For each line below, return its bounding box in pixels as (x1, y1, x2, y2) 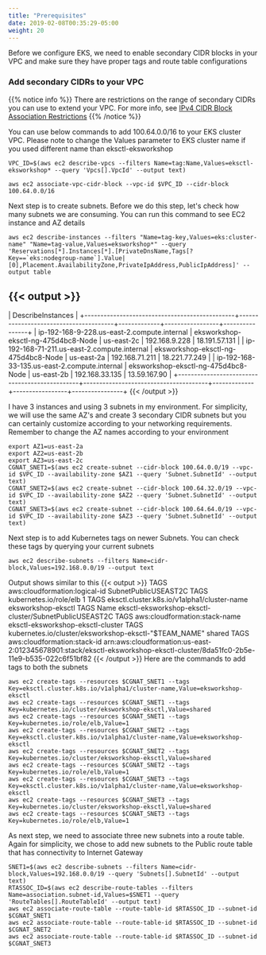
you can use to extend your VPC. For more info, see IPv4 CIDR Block (8, 103, 233, 112)
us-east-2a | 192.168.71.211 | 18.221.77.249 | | (68, 353, 216, 363)
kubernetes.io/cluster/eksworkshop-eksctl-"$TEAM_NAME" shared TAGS (8, 629, 250, 639)
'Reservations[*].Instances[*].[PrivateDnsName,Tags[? (8, 247, 194, 255)
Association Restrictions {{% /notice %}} (8, 111, 141, 121)
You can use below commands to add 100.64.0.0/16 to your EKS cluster (8, 126, 242, 136)
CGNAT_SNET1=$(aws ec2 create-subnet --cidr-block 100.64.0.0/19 (8, 464, 229, 472)
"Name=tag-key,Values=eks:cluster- (139, 233, 258, 241)
